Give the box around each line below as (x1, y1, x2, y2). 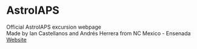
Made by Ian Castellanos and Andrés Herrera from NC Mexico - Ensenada (6, 29, 191, 36)
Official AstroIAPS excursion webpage (6, 23, 102, 30)
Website (6, 36, 27, 43)
